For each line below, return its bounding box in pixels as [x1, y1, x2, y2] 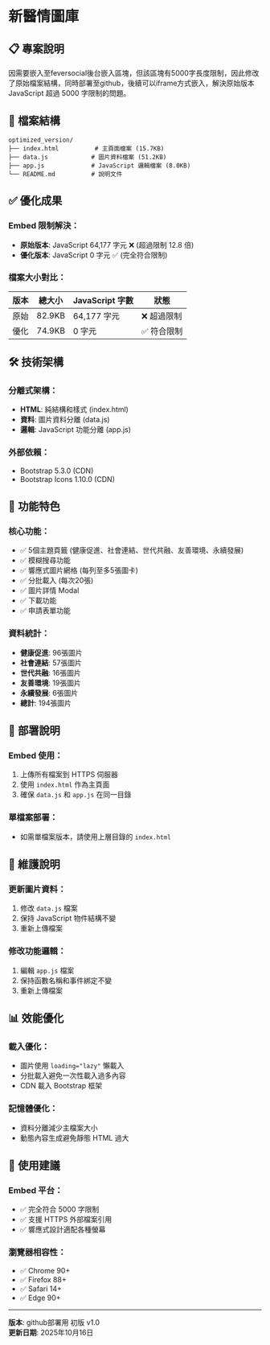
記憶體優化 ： [8, 1103, 59, 1114]
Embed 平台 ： [8, 1185, 63, 1196]
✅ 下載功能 [19, 596, 57, 606]
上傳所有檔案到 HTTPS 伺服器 [19, 770, 119, 779]
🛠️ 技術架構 [8, 356, 64, 369]
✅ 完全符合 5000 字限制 [19, 1204, 100, 1215]
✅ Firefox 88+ [19, 1274, 67, 1284]
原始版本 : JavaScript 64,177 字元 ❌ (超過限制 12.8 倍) [19, 240, 194, 249]
